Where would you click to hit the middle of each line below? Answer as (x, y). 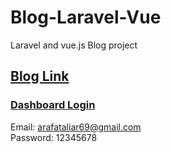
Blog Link (40, 76)
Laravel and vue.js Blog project (74, 45)
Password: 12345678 (54, 137)
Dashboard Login (53, 105)
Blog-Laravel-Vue (86, 17)
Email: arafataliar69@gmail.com (76, 127)
